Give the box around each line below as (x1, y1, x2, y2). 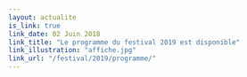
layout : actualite (8, 12, 77, 22)
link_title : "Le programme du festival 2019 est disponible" (8, 37, 241, 47)
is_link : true (8, 21, 62, 30)
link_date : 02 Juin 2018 (8, 29, 101, 38)
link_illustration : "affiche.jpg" (8, 46, 137, 55)
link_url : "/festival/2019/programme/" (8, 54, 157, 63)
